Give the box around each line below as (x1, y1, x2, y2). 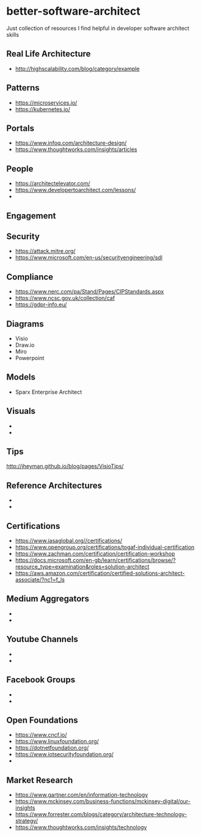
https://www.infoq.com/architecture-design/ (15, 139, 127, 147)
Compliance (6, 271, 54, 282)
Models (6, 372, 35, 383)
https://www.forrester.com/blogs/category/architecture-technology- (15, 811, 188, 818)
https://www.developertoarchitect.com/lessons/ (15, 186, 136, 194)
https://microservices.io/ (15, 99, 78, 106)
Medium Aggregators (6, 594, 90, 604)
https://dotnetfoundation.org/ (15, 744, 89, 751)
